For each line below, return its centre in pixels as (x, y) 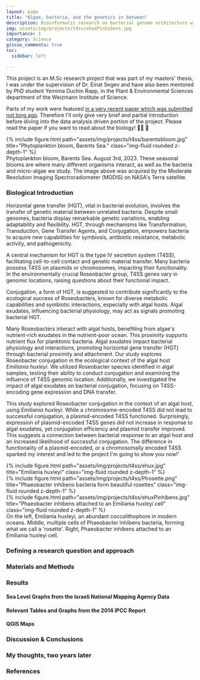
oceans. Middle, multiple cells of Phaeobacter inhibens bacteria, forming (95, 522)
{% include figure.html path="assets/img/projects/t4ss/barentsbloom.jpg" (97, 139)
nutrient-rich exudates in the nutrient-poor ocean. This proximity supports (97, 335)
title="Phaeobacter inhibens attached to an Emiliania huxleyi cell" (86, 503)
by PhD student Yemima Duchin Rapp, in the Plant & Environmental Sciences (100, 91)
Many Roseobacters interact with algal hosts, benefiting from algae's (90, 329)
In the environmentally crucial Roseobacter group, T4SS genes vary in (92, 274)
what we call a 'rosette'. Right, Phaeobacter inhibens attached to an (89, 529)
